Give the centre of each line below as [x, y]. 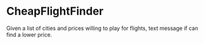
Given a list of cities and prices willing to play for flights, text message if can [102, 28]
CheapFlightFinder [55, 11]
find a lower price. [29, 34]
